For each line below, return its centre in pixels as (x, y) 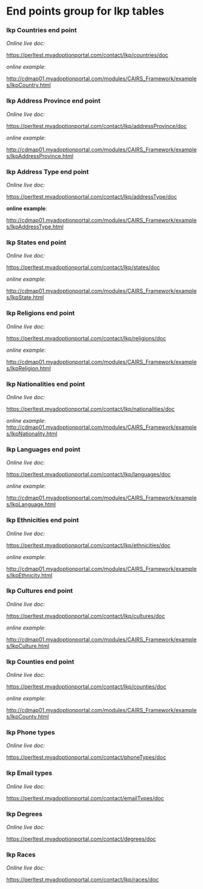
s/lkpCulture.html (28, 646)
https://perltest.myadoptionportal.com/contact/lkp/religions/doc (86, 338)
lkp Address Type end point (48, 171)
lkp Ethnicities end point (43, 520)
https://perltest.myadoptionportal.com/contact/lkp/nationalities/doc (91, 409)
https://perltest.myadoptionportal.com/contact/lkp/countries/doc (87, 55)
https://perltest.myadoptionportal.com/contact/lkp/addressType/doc (92, 197)
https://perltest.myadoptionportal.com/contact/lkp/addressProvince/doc (97, 126)
